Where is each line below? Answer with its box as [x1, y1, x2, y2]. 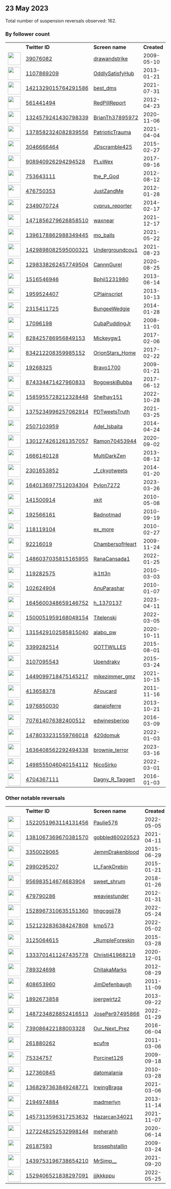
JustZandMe [93, 188, 124, 195]
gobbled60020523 [93, 834, 140, 841]
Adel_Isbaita [93, 423, 123, 430]
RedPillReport [93, 99, 126, 106]
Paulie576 [93, 819, 118, 826]
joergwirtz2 [93, 996, 121, 1003]
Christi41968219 [93, 952, 136, 959]
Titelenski [93, 614, 117, 621]
